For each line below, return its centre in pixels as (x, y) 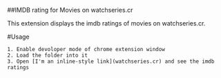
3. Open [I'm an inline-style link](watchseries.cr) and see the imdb (111, 61)
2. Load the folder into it (48, 55)
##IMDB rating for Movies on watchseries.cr (70, 10)
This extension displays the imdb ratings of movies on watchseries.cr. (106, 23)
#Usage (18, 37)
